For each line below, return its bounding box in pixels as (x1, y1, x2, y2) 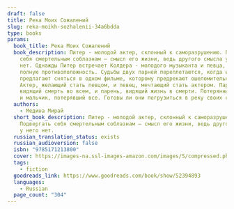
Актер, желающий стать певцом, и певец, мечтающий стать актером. (19, 82, 217, 88)
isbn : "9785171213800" (13, 146, 79, 153)
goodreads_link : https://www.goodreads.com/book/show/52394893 (13, 172, 201, 179)
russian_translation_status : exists (13, 133, 120, 140)
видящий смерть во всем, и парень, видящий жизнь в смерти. (19, 88, 198, 95)
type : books (7, 29, 42, 37)
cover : (13, 153, 33, 160)
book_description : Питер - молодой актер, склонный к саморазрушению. (13, 49, 223, 56)
